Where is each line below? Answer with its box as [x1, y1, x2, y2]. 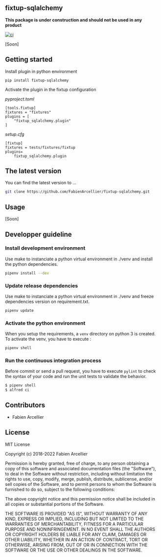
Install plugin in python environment [5, 68, 77, 74]
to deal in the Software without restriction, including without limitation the [5, 471, 153, 477]
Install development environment [5, 245, 86, 252]
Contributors [5, 401, 46, 409]
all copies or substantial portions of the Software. [5, 501, 104, 507]
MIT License [5, 441, 30, 447]
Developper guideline [5, 230, 72, 238]
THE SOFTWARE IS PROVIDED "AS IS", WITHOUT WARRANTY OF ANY [5, 510, 148, 516]
